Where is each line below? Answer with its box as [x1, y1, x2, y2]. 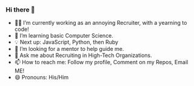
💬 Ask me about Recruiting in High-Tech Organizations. [14, 51, 152, 59]
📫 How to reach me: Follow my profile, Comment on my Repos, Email [14, 59, 189, 66]
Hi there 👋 [5, 5, 36, 14]
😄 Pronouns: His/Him [14, 74, 69, 81]
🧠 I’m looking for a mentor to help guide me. [14, 45, 124, 53]
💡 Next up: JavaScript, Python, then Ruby [14, 39, 119, 46]
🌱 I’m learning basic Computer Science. [14, 32, 113, 39]
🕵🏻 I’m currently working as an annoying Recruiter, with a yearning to [14, 19, 187, 27]
